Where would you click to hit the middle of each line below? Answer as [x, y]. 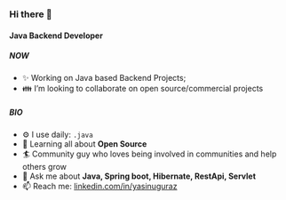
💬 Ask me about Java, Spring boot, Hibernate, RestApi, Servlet [139, 176]
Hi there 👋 [31, 14]
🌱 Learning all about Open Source [84, 144]
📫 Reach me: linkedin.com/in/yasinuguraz [99, 187]
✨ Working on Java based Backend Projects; [104, 78]
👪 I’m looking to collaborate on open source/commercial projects [143, 89]
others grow [44, 167]
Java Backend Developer [56, 36]
